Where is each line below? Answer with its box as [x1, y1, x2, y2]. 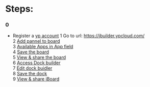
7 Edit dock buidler [12, 65, 53, 71]
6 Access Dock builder [12, 60, 61, 66]
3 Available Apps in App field [12, 44, 73, 50]
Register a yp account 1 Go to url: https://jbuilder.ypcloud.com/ [12, 33, 145, 39]
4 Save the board [12, 49, 49, 55]
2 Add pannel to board [12, 38, 60, 44]
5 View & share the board [12, 54, 66, 61]
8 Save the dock [12, 71, 47, 77]
